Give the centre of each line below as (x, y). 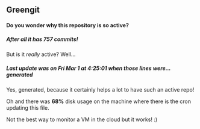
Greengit (23, 10)
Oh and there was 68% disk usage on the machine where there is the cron (99, 101)
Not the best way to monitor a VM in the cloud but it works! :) (82, 119)
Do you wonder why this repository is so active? (68, 25)
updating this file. (28, 107)
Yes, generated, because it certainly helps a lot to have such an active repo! (100, 89)
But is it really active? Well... (41, 54)
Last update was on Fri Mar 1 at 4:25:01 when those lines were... (89, 68)
